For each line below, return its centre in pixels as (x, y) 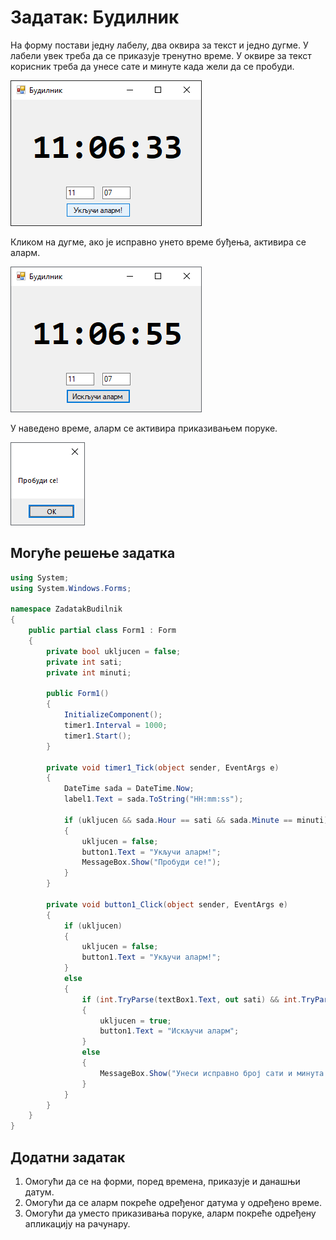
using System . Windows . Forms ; (71, 588)
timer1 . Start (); (97, 736)
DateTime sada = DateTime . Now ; (129, 789)
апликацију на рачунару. (77, 1223)
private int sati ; (84, 662)
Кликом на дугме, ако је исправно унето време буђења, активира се (158, 242)
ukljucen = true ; (135, 1021)
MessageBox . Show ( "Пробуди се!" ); (151, 862)
